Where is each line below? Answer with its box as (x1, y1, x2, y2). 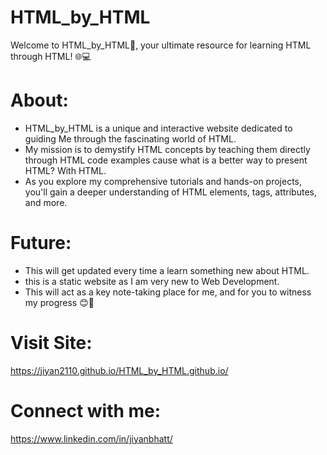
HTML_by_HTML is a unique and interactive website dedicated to (24, 122, 293, 134)
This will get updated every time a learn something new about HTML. (24, 264, 310, 276)
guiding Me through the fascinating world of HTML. (24, 132, 237, 145)
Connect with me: (10, 399, 162, 422)
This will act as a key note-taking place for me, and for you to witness (24, 286, 312, 298)
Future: (10, 232, 72, 255)
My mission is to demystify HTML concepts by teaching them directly (24, 143, 311, 155)
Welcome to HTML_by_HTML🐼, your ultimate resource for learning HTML (10, 39, 312, 51)
